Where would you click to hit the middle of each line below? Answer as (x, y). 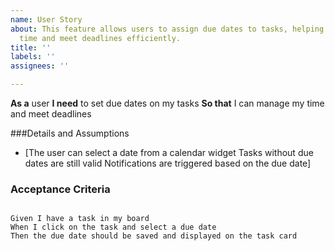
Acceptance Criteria (60, 189)
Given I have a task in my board (80, 219)
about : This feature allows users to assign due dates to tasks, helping (167, 29)
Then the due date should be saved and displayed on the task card (154, 236)
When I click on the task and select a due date (113, 227)
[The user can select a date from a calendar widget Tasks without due (169, 152)
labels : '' (33, 57)
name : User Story (46, 19)
